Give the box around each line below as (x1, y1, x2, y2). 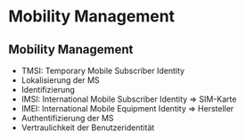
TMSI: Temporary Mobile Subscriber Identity (20, 65, 184, 76)
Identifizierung (20, 85, 75, 95)
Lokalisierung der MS (20, 75, 100, 86)
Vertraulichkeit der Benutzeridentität (20, 122, 155, 133)
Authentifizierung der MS (20, 113, 114, 123)
